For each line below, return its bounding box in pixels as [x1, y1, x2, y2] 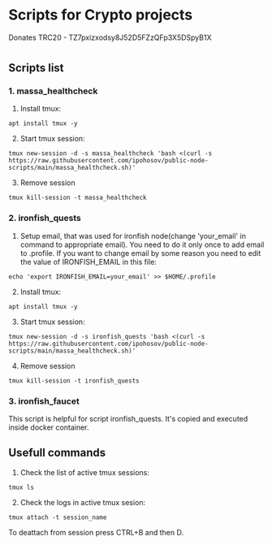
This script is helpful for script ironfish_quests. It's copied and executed [8, 414, 248, 424]
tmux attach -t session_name [8, 513, 107, 521]
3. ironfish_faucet [8, 396, 80, 407]
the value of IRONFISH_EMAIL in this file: [19, 257, 157, 266]
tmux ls [8, 483, 35, 491]
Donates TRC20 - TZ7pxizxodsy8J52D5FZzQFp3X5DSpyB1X [8, 32, 212, 42]
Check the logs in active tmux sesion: [19, 497, 146, 507]
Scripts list [8, 61, 64, 75]
